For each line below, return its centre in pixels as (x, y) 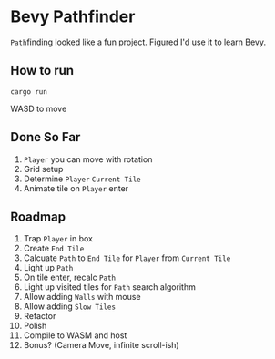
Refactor (40, 316)
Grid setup (43, 169)
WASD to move (39, 108)
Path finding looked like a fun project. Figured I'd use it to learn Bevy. (138, 42)
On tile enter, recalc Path (70, 277)
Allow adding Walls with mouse (82, 297)
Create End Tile (54, 249)
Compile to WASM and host (75, 335)
